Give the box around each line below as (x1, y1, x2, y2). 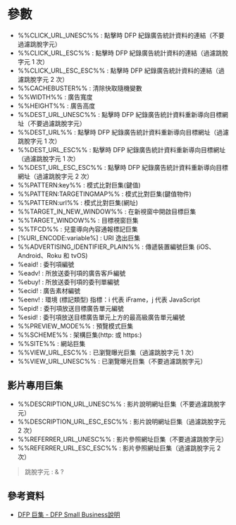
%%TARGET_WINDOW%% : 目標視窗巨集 (17, 216, 139, 224)
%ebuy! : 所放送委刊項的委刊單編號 (17, 278, 120, 286)
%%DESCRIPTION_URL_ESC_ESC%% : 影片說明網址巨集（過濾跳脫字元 (17, 417, 226, 426)
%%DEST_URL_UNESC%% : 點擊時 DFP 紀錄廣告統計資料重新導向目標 (17, 110, 223, 118)
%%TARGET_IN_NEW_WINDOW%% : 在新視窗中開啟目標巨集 (17, 207, 197, 216)
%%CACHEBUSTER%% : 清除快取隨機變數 (17, 84, 142, 92)
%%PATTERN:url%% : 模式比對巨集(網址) (17, 198, 139, 206)
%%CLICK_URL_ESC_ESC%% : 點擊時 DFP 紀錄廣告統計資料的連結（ (17, 66, 218, 75)
